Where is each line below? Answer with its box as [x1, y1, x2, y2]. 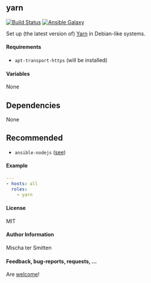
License [6, 205, 26, 212]
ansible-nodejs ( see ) [14, 149, 66, 156]
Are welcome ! [6, 271, 40, 278]
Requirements [6, 44, 42, 51]
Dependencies [6, 100, 61, 110]
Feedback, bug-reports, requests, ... [6, 258, 97, 265]
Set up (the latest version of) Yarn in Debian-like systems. [6, 30, 146, 37]
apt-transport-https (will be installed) [14, 57, 108, 64]
